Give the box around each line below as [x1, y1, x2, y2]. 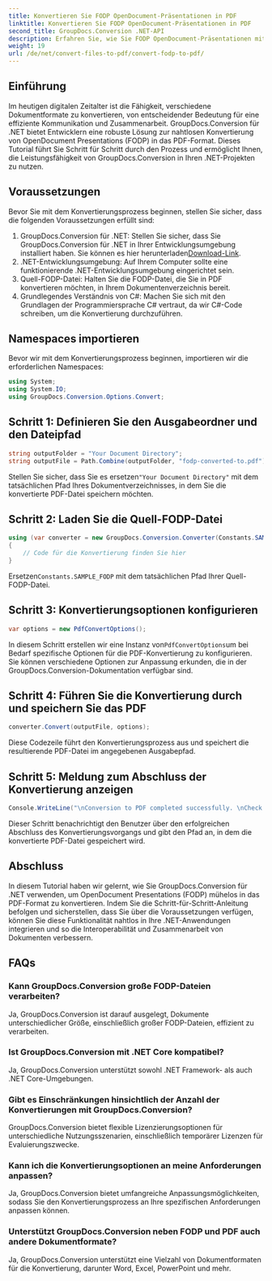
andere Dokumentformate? [8, 1236, 117, 1248]
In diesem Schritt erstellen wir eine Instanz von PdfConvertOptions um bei [8, 639, 249, 649]
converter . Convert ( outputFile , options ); [8, 723, 151, 731]
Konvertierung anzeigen [8, 782, 134, 796]
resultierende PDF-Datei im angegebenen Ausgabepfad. [8, 746, 196, 756]
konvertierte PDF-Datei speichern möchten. [8, 488, 154, 499]
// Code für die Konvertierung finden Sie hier [23, 549, 186, 557]
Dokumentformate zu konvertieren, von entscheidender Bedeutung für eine [8, 110, 260, 119]
